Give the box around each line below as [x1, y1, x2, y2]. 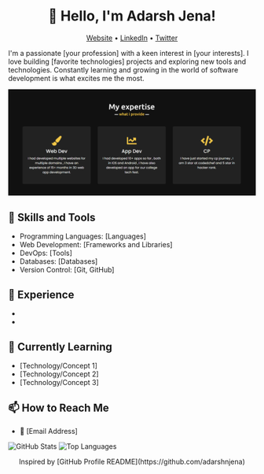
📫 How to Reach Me [8, 402, 109, 415]
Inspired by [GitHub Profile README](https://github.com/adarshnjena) [18, 457, 246, 466]
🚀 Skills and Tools [8, 210, 96, 224]
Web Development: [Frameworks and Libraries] [19, 240, 173, 250]
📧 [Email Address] [19, 426, 79, 435]
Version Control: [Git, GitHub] [19, 265, 115, 275]
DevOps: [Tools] [19, 248, 73, 258]
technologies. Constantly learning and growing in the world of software [8, 65, 239, 74]
